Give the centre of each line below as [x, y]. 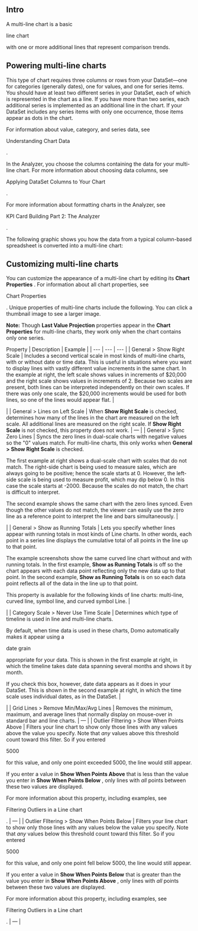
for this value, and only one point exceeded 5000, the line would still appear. [99, 762]
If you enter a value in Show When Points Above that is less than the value [98, 774]
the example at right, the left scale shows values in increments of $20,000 [96, 375]
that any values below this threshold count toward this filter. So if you [90, 834]
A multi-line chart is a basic [39, 24]
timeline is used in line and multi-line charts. [60, 619]
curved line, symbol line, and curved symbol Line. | [68, 601]
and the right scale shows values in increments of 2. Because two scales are [99, 381]
